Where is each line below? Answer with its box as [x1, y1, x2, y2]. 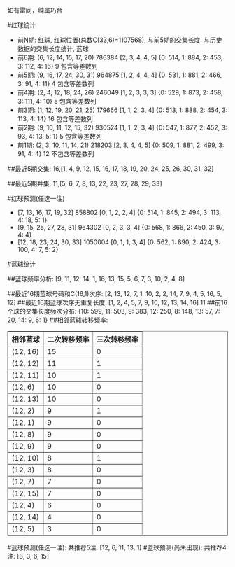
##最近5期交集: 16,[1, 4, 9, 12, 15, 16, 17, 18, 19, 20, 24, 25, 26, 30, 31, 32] [7, 164, 214, 173]
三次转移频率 [97, 335, 139, 344]
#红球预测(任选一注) [7, 195, 65, 202]
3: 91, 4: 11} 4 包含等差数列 [17, 80, 94, 87]
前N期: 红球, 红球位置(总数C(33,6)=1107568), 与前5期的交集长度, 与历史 [17, 36, 222, 44]
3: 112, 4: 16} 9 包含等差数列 [17, 62, 98, 70]
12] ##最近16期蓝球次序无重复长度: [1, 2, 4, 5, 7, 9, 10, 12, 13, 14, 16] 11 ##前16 [7, 298, 227, 307]
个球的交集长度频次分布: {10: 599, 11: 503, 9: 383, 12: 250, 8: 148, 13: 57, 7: [7, 307, 220, 315]
